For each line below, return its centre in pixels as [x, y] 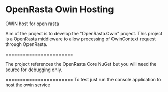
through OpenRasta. [26, 44]
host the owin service [28, 85]
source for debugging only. [34, 70]
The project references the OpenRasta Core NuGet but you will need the [81, 64]
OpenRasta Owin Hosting [60, 9]
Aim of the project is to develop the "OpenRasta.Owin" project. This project [84, 33]
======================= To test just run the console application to [83, 79]
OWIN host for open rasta [32, 24]
